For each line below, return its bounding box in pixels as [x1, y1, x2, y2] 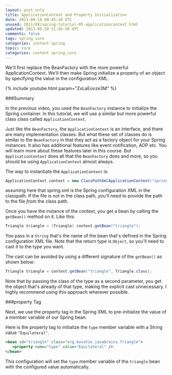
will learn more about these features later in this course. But [5, 147, 132, 153]
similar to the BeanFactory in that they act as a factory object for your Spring [5, 137, 165, 143]
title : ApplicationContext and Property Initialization [5, 12, 127, 17]
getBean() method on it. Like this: [5, 213, 75, 220]
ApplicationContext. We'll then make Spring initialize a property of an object [5, 70, 165, 76]
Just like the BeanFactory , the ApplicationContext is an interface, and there [5, 126, 163, 132]
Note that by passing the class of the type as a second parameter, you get [5, 278, 162, 284]
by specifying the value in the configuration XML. [5, 75, 109, 81]
